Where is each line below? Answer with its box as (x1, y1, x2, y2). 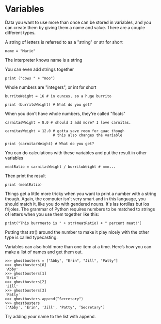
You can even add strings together (5, 66, 74, 72)
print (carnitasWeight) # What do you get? (5, 141, 95, 146)
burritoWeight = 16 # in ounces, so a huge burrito (5, 94, 112, 98)
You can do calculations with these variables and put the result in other (5, 149, 147, 156)
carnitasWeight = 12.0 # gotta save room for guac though (5, 129, 125, 133)
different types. (5, 30, 36, 35)
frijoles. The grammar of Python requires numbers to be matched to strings (5, 206, 155, 212)
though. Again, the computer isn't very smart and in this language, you (5, 195, 146, 202)
